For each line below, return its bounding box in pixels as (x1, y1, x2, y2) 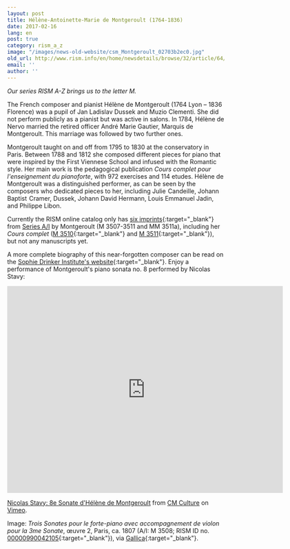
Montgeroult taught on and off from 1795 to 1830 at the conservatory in (7, 143, 209, 151)
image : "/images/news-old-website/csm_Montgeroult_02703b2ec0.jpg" (7, 49, 205, 56)
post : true (7, 36, 39, 43)
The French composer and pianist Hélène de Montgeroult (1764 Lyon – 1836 (7, 100, 222, 108)
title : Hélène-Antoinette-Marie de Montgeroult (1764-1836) (7, 17, 184, 23)
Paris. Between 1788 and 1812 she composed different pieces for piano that (7, 150, 221, 159)
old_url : (7, 55, 32, 62)
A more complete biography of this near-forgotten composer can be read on (7, 250, 224, 259)
